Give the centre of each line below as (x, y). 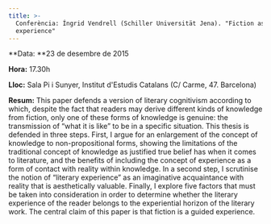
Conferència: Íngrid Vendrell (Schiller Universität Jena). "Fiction (135, 23)
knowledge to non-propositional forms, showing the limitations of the (123, 143)
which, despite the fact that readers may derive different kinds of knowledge (135, 109)
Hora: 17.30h (29, 69)
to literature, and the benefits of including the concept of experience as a (130, 160)
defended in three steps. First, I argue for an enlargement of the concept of (133, 135)
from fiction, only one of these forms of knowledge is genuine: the (118, 118)
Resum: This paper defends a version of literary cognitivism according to (130, 101)
